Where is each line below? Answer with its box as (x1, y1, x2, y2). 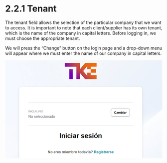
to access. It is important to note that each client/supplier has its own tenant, (5, 24, 163, 30)
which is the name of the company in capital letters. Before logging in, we (5, 30, 156, 36)
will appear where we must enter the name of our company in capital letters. (5, 50, 162, 56)
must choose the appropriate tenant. (5, 35, 80, 41)
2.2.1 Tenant (5, 3, 57, 14)
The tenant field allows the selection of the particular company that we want (5, 19, 162, 25)
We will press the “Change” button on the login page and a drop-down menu (5, 45, 163, 51)
